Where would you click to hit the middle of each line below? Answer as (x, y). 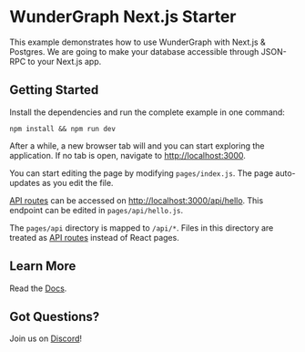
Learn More (43, 266)
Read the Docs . (38, 288)
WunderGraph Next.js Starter (123, 17)
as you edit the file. (78, 182)
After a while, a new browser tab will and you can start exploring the (137, 145)
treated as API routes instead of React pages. (94, 237)
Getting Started (54, 90)
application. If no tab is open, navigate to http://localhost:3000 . (127, 155)
